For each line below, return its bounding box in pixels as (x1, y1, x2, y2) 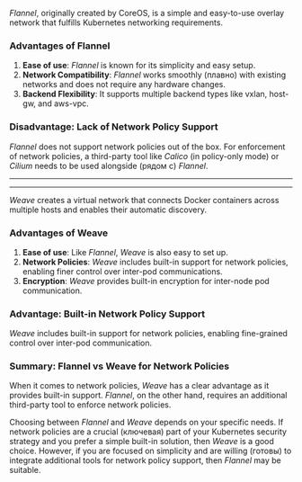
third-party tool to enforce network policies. (9, 399, 172, 410)
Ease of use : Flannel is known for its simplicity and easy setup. (22, 60, 256, 71)
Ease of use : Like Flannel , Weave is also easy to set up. (22, 246, 229, 257)
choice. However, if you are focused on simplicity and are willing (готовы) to (9, 445, 292, 457)
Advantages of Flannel (9, 40, 111, 52)
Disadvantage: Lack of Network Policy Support (9, 120, 218, 133)
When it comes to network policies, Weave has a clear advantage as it (9, 380, 270, 391)
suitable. (9, 465, 41, 476)
